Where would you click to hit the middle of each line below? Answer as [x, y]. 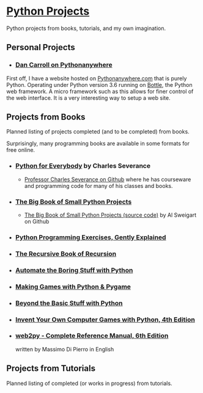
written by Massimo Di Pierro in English [65, 349]
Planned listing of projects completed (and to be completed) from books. [98, 132]
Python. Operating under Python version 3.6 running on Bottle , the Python [99, 84]
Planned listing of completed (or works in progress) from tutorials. [89, 383]
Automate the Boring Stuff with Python [74, 270]
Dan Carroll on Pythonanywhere [64, 65]
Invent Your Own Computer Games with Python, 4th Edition [105, 320]
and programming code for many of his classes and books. [98, 185]
